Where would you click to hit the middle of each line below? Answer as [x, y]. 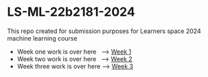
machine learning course [42, 38]
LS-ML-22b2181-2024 [71, 12]
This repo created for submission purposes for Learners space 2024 [104, 31]
